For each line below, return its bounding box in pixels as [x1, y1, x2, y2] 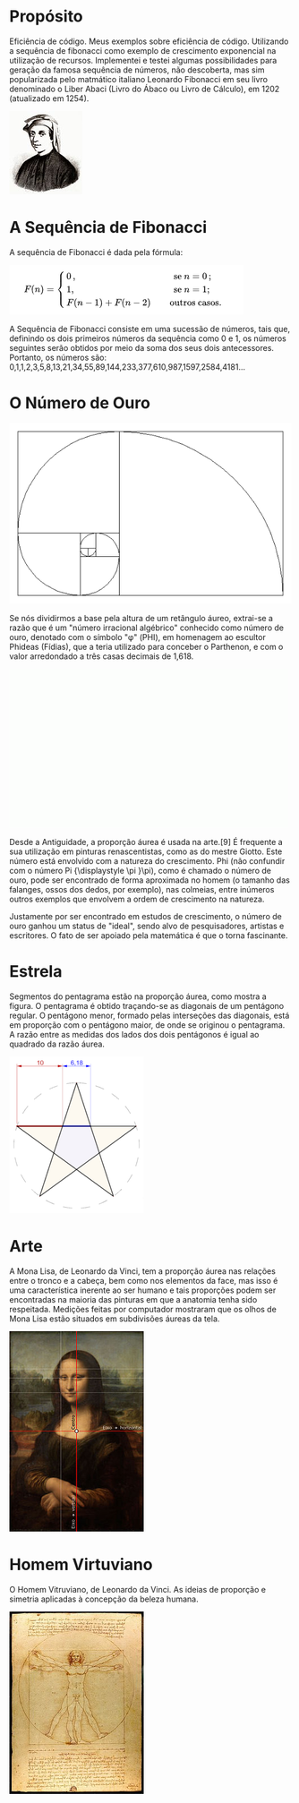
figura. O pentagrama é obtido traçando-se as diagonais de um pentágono [9, 1001, 285, 1012]
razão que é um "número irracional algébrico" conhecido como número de [9, 622, 285, 633]
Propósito [9, 6, 83, 27]
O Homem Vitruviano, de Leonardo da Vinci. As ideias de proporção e [9, 1585, 267, 1594]
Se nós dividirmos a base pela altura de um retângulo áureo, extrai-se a [9, 613, 273, 624]
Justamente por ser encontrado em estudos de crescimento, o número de [9, 911, 282, 922]
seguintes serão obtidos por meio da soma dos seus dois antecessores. [9, 342, 275, 353]
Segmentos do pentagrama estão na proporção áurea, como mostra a [9, 991, 267, 1002]
